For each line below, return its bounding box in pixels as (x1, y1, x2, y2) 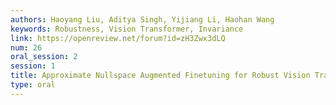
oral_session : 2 (10, 52, 78, 62)
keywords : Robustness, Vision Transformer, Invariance (10, 24, 244, 34)
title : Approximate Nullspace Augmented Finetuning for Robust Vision (10, 71, 311, 81)
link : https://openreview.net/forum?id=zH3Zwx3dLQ (10, 33, 226, 43)
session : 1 (10, 61, 56, 71)
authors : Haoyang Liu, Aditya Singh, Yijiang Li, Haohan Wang (10, 14, 275, 25)
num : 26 (10, 42, 43, 53)
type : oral (10, 80, 56, 90)
